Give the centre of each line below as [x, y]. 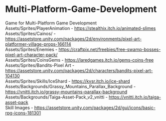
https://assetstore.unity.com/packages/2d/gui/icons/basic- [95, 108]
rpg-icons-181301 [23, 113]
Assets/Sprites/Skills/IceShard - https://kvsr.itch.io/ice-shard [68, 81]
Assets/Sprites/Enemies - [31, 49]
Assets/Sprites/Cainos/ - [30, 33]
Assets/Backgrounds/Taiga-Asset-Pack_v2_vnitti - [57, 97]
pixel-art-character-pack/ [31, 55]
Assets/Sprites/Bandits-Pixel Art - [40, 65]
